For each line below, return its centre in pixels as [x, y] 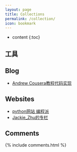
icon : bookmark [20, 23]
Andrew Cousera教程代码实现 [42, 83]
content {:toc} [26, 37]
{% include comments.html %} [36, 145]
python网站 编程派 [30, 111]
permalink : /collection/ [30, 19]
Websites [20, 99]
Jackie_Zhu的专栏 [30, 118]
